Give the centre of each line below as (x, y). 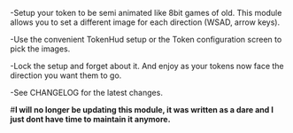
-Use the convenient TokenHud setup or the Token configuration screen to (146, 39)
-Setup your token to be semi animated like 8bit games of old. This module (146, 13)
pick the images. (40, 49)
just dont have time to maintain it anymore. (90, 119)
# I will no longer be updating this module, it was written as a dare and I (142, 110)
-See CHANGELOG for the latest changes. (86, 93)
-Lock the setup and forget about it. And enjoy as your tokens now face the (147, 66)
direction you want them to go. (66, 75)
